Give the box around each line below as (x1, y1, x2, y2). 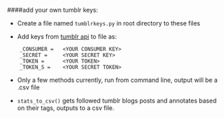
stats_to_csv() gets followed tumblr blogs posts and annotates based (17, 96, 217, 105)
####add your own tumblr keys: (7, 6, 99, 14)
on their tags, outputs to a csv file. (17, 104, 115, 112)
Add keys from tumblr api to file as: (17, 32, 117, 41)
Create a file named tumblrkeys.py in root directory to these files (17, 19, 201, 27)
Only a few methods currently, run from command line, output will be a (17, 76, 218, 84)
